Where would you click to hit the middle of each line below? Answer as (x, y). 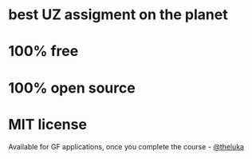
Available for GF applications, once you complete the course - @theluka (126, 146)
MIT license (48, 124)
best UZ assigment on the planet (118, 15)
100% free (43, 52)
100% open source (72, 87)
